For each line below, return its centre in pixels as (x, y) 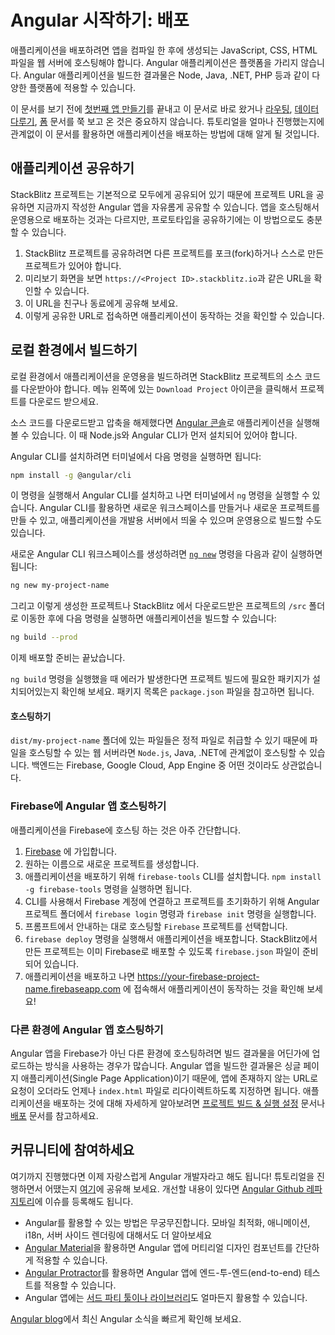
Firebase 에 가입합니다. (70, 851)
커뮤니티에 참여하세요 (72, 1150)
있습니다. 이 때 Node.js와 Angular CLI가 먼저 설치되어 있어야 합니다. (164, 435)
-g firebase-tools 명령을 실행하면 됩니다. (108, 888)
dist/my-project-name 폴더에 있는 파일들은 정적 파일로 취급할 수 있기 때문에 (159, 740)
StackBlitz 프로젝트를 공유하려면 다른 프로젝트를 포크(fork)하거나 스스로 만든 (174, 253)
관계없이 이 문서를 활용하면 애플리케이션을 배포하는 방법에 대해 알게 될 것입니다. (165, 133)
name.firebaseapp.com (73, 988)
